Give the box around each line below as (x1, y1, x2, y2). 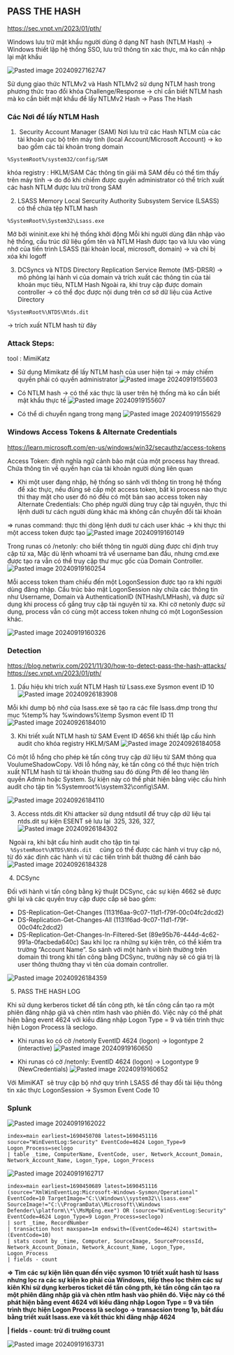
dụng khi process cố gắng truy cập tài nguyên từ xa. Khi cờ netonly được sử (7, 600, 226, 608)
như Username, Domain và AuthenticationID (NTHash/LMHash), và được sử (7, 592, 225, 601)
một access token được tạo (7, 528, 86, 536)
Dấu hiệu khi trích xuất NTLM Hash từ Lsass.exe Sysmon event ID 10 (17, 682, 214, 691)
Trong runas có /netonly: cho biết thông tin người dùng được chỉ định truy (7, 541, 219, 550)
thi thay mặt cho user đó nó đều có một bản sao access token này (17, 492, 208, 501)
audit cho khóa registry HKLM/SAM (17, 740, 120, 747)
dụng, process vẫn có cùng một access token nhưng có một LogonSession (7, 607, 224, 615)
